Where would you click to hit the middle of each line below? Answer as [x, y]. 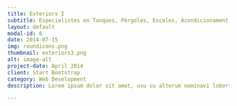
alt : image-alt [30, 60]
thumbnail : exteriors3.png [47, 53]
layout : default [31, 27]
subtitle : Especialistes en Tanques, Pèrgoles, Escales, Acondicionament [118, 20]
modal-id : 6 [25, 33]
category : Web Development [47, 79]
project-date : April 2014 [45, 66]
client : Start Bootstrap [44, 72]
